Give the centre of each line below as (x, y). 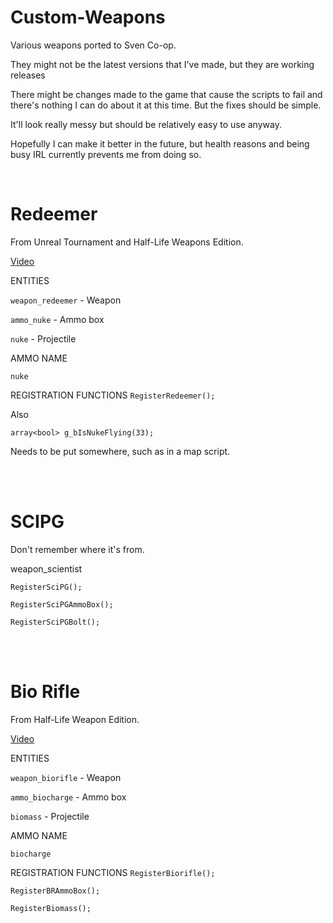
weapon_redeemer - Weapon (66, 300)
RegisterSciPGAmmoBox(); (62, 604)
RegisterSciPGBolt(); (55, 622)
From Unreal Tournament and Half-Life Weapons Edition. (127, 242)
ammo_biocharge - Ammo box (68, 797)
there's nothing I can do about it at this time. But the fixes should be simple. (166, 105)
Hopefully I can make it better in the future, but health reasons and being (160, 143)
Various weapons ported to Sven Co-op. (93, 45)
